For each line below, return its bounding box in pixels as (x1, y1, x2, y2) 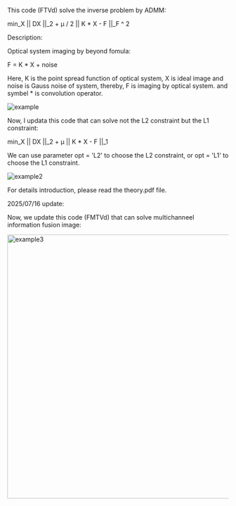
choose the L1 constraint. (7, 158, 80, 167)
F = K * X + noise (7, 61, 58, 69)
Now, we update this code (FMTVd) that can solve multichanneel (7, 213, 195, 221)
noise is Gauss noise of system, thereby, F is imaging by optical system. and (7, 82, 228, 90)
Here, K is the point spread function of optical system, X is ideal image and (7, 74, 223, 82)
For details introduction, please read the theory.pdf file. (7, 186, 167, 194)
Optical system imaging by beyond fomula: (7, 47, 131, 55)
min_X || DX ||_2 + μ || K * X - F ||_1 (7, 137, 109, 146)
